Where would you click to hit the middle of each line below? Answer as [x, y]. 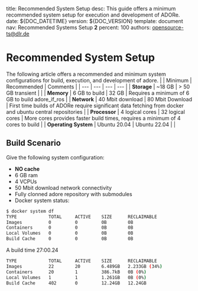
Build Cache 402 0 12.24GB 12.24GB [76, 283]
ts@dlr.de [18, 34]
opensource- [168, 27]
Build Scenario [33, 143]
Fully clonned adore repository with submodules [73, 194]
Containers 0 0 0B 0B [70, 228]
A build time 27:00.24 [32, 250]
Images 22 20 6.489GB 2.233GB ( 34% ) [84, 266]
